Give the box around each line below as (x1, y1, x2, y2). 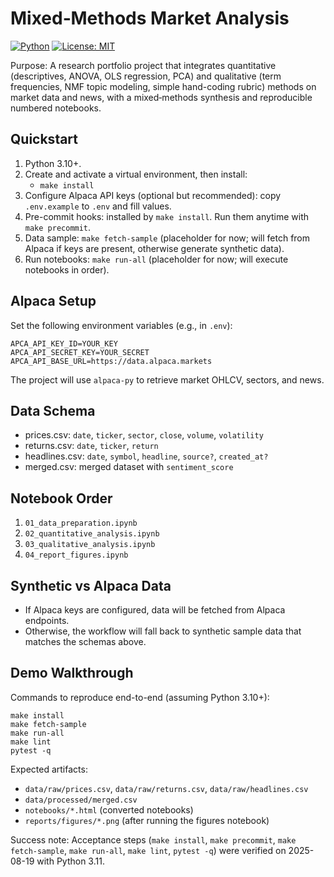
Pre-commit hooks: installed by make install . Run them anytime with (24, 210, 310, 222)
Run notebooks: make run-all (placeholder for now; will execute (24, 253, 289, 265)
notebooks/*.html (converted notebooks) (24, 803, 194, 816)
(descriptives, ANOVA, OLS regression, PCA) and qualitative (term (10, 70, 282, 82)
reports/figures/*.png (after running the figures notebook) (24, 814, 270, 826)
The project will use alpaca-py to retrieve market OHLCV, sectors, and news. (10, 373, 325, 386)
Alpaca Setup (10, 293, 97, 310)
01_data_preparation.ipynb (24, 518, 138, 529)
